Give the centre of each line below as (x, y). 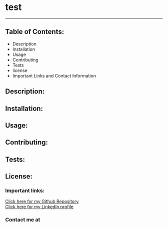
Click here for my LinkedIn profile (39, 207)
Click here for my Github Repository (42, 201)
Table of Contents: (35, 32)
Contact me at (23, 220)
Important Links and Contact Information (54, 75)
